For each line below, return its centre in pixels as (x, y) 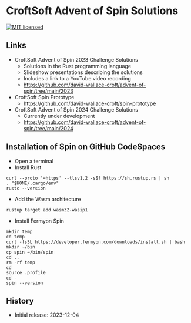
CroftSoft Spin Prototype (44, 97)
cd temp (16, 237)
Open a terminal (34, 161)
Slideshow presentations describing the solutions (83, 72)
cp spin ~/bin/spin (30, 252)
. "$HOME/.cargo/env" (33, 183)
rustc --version (26, 188)
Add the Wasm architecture (48, 199)
